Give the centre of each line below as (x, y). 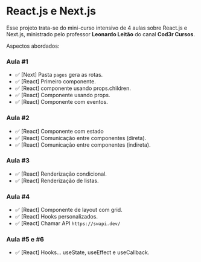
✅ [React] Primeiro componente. (56, 81)
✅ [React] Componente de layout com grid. (69, 210)
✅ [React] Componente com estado (59, 131)
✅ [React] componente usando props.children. (73, 88)
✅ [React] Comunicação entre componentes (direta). (81, 138)
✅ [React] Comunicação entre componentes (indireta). (83, 145)
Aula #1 (17, 62)
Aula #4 (18, 196)
